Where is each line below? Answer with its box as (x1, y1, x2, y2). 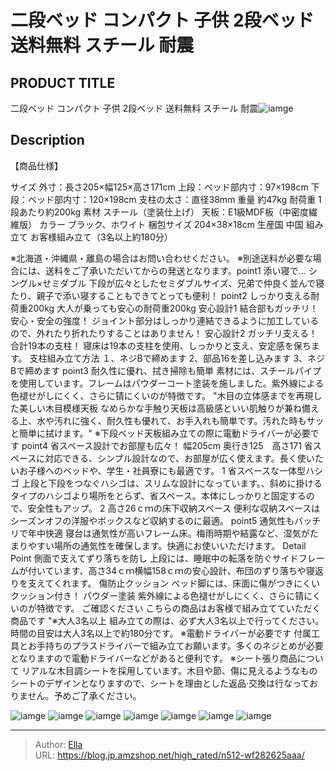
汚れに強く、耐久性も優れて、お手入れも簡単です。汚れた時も (53, 414, 307, 426)
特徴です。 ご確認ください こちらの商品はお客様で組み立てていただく (36, 602, 322, 614)
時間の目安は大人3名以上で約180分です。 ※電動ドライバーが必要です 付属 (10, 627, 312, 639)
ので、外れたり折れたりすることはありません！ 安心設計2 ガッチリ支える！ (10, 327, 318, 339)
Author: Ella (34, 738, 83, 750)
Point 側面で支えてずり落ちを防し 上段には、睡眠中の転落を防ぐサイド (10, 552, 299, 564)
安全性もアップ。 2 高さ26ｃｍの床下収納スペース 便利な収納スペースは (27, 502, 321, 514)
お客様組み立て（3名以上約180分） (29, 231, 173, 243)
